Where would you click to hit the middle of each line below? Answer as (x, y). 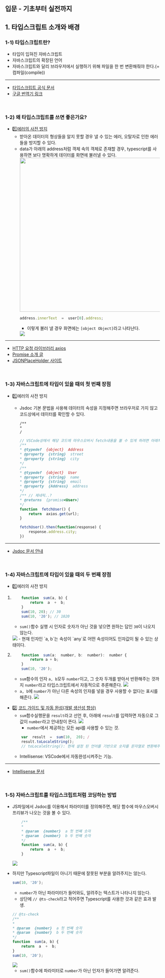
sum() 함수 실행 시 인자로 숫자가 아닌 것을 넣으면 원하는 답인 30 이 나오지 (87, 626)
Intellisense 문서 (28, 771)
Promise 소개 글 (27, 355)
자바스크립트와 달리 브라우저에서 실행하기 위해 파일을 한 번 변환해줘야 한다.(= (86, 66)
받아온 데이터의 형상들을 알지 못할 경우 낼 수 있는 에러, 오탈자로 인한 (84, 136)
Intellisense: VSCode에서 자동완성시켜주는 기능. (66, 756)
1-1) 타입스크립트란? (28, 42)
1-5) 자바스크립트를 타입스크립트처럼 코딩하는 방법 (61, 795)
